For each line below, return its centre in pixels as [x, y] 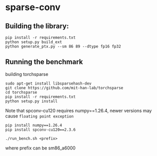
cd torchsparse [21, 92]
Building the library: [37, 26]
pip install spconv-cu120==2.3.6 [41, 130]
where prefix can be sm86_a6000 [41, 148]
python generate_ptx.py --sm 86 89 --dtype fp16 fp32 [63, 47]
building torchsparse [27, 74]
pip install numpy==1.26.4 [34, 125]
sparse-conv [33, 7]
